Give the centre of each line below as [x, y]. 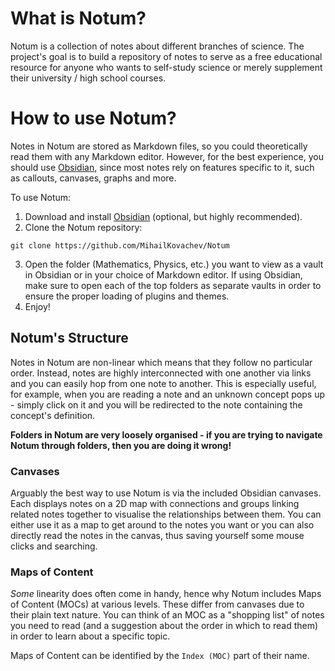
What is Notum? [78, 18]
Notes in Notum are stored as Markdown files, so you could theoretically [159, 146]
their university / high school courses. [88, 78]
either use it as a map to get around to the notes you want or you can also [162, 524]
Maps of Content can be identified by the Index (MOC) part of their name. [160, 656]
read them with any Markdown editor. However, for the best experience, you [167, 156]
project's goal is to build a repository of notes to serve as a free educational [166, 56]
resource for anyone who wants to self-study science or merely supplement [166, 67]
